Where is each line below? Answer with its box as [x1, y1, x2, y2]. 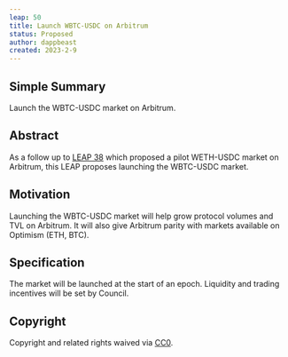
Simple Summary [9, 79, 106, 94]
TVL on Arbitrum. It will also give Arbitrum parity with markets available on [9, 219, 281, 231]
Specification [9, 255, 85, 270]
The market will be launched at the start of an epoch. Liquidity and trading [9, 279, 280, 290]
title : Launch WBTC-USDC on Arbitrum [9, 21, 149, 30]
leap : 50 [9, 12, 42, 22]
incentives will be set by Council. [9, 288, 129, 298]
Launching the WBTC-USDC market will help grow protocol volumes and [9, 210, 274, 221]
